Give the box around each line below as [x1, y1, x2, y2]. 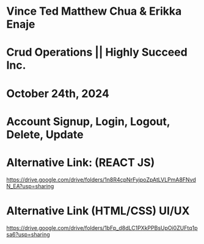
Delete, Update [6, 128, 84, 142]
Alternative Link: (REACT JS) [6, 155, 155, 169]
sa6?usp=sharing [6, 231, 50, 238]
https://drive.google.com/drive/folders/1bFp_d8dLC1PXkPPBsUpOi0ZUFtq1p [6, 224, 198, 231]
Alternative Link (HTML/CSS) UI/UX [6, 204, 190, 218]
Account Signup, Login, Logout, [6, 115, 170, 128]
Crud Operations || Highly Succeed [6, 45, 188, 59]
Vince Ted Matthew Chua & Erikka [6, 4, 182, 18]
